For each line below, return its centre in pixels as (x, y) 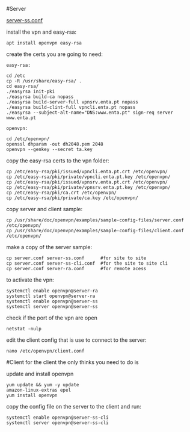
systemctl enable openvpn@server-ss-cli (58, 418)
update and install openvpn (40, 374)
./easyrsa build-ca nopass (40, 97)
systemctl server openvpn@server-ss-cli (58, 423)
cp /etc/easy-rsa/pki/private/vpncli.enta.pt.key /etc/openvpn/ (88, 177)
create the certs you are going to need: (55, 54)
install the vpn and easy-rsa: (41, 32)
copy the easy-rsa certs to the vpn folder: (58, 161)
